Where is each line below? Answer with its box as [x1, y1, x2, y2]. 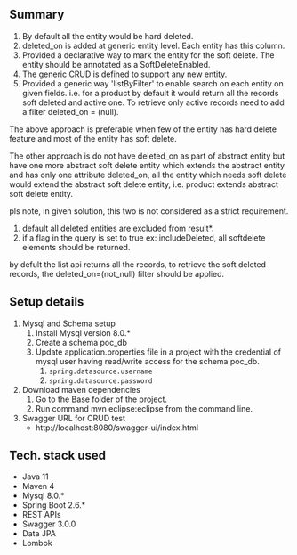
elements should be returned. [21, 241, 131, 252]
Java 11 [21, 471, 49, 482]
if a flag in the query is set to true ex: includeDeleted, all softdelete [21, 232, 266, 243]
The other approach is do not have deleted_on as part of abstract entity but [9, 151, 285, 161]
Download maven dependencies [21, 384, 140, 395]
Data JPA [21, 528, 56, 539]
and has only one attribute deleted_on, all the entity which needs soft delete [9, 169, 287, 180]
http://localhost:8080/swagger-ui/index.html [35, 422, 198, 433]
